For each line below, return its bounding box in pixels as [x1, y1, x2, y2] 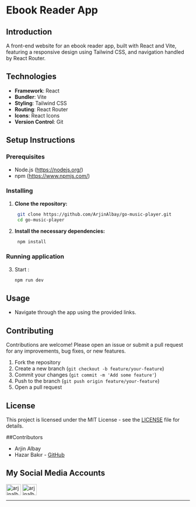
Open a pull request [14, 384, 62, 391]
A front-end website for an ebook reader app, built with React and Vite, [6, 42, 177, 49]
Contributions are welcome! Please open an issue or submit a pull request [6, 342, 184, 349]
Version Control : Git [14, 118, 64, 125]
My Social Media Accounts [6, 468, 106, 478]
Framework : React [14, 87, 60, 94]
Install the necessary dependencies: [14, 227, 105, 234]
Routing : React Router [14, 106, 68, 113]
